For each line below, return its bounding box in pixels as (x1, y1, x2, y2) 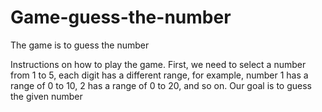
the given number (10, 90, 83, 102)
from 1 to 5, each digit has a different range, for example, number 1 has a (10, 69, 309, 81)
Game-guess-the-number (10, 6, 232, 29)
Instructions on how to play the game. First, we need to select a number (10, 58, 307, 70)
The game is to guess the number (10, 39, 150, 51)
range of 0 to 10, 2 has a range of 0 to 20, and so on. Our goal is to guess (10, 79, 312, 91)
